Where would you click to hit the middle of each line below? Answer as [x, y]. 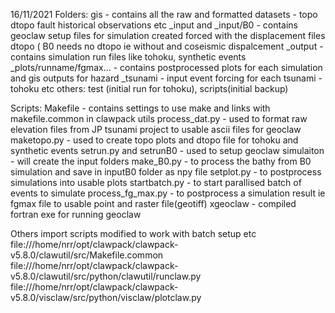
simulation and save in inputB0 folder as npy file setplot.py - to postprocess [166, 172]
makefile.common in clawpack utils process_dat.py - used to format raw [159, 118]
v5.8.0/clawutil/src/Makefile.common [87, 255]
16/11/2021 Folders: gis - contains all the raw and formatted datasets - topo [164, 14]
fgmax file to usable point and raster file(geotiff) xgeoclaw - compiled [153, 203]
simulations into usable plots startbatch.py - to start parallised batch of [156, 182]
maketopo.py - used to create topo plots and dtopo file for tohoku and [154, 140]
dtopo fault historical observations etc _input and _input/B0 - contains [154, 25]
